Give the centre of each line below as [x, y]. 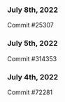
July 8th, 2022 [32, 10]
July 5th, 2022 [32, 44]
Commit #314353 [32, 58]
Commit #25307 [30, 25]
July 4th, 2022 [33, 77]
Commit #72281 [30, 92]
